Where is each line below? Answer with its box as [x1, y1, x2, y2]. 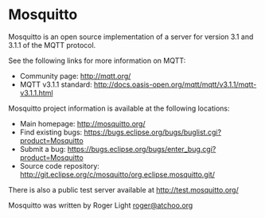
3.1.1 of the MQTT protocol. [8, 40, 96, 49]
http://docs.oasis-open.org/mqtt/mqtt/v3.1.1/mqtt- [94, 80, 257, 89]
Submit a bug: [19, 144, 66, 154]
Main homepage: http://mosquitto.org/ [19, 119, 146, 128]
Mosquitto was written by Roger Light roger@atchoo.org [8, 200, 193, 210]
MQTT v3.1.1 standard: [19, 80, 93, 89]
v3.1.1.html [19, 88, 53, 97]
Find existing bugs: [19, 127, 83, 137]
